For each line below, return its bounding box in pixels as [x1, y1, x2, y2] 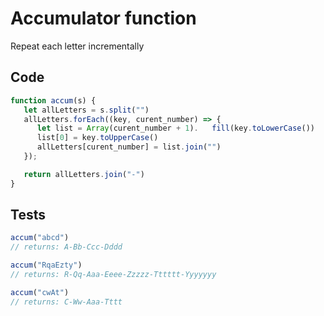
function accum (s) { [10, 95, 97, 106]
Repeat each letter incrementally [10, 40, 145, 52]
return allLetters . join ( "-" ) [23, 169, 145, 179]
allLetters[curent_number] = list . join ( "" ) [36, 142, 222, 152]
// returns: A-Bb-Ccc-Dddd [10, 242, 123, 252]
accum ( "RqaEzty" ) [10, 260, 83, 271]
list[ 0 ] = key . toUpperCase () [36, 133, 159, 143]
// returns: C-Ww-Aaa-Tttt [10, 297, 123, 307]
